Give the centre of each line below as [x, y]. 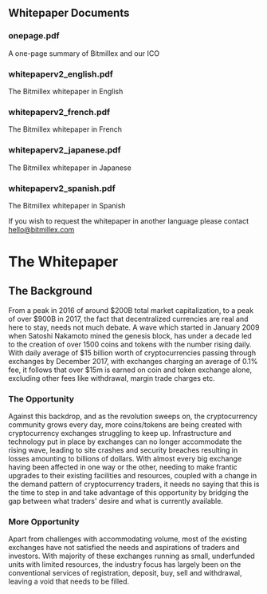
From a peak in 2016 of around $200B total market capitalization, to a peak [131, 310]
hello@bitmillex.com [41, 229]
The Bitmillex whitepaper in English [66, 91]
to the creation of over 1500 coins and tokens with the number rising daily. [130, 344]
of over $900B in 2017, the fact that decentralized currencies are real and [128, 319]
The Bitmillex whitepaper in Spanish [67, 205]
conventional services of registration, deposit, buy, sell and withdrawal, [125, 573]
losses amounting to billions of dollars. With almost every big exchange [125, 459]
